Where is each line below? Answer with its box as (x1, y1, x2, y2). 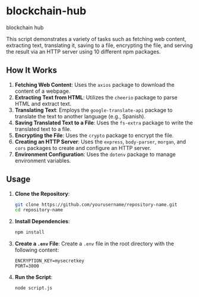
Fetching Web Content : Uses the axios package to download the (14, 81, 175, 88)
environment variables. (14, 157, 71, 164)
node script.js (14, 285, 53, 291)
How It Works (6, 65, 58, 76)
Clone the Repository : (14, 190, 70, 197)
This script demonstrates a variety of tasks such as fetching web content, (6, 35, 187, 42)
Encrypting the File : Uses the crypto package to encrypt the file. (14, 132, 174, 139)
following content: (14, 246, 59, 254)
